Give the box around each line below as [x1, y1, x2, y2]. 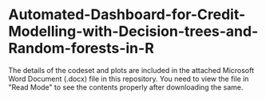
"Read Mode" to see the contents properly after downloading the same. [8, 82, 244, 92]
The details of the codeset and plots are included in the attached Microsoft [8, 65, 254, 75]
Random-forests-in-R [8, 40, 154, 57]
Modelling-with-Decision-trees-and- [8, 22, 259, 40]
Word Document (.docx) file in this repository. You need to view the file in [8, 74, 249, 83]
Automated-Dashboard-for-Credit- [8, 6, 246, 24]
